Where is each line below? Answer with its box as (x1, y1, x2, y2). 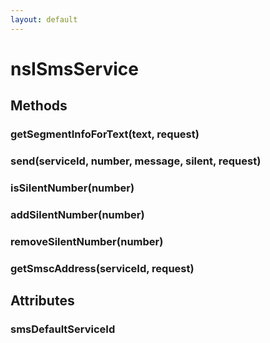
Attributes (10, 292, 75, 310)
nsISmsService (10, 57, 139, 80)
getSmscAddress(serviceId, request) (10, 261, 195, 275)
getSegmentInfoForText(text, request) (10, 127, 200, 141)
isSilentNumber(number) (10, 181, 135, 195)
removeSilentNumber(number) (10, 234, 164, 248)
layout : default (10, 14, 78, 25)
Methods (10, 97, 68, 115)
